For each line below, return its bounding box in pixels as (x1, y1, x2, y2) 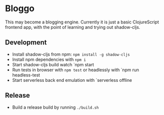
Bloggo (5, 3, 35, 14)
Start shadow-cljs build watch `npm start (12, 61, 94, 67)
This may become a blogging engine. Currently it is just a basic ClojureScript (5, 19, 159, 25)
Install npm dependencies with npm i (12, 57, 86, 62)
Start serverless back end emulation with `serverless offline (12, 77, 132, 83)
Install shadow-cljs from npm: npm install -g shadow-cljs (12, 51, 130, 57)
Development (5, 38, 47, 47)
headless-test (12, 72, 41, 78)
